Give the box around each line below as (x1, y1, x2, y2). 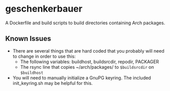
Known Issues (5, 34, 51, 43)
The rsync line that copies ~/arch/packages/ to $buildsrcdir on (20, 64, 154, 70)
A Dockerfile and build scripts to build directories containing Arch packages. (5, 20, 165, 26)
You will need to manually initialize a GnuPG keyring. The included (12, 74, 151, 81)
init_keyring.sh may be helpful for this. (12, 80, 93, 86)
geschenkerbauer (5, 3, 82, 15)
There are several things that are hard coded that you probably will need (12, 48, 164, 54)
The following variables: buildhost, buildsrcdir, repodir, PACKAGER (20, 59, 159, 65)
